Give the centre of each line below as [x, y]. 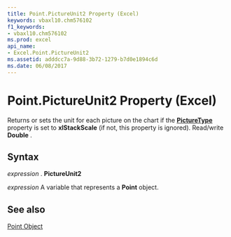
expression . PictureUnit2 [44, 174]
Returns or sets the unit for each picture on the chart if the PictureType [110, 120]
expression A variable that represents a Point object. [83, 187]
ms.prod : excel [29, 40]
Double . [20, 135]
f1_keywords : [26, 27]
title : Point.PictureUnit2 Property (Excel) [73, 14]
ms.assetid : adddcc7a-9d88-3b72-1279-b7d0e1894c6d [83, 60]
